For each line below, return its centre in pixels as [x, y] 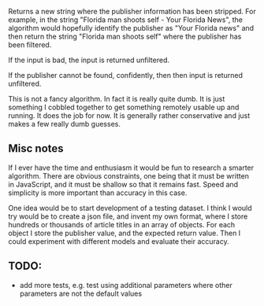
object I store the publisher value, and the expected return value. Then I [125, 233]
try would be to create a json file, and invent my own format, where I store [128, 216]
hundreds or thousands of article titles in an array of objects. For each [122, 224]
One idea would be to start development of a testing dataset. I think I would [130, 208]
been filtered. [30, 45]
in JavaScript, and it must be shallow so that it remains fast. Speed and [123, 184]
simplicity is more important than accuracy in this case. [98, 193]
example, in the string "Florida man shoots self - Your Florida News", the [125, 20]
